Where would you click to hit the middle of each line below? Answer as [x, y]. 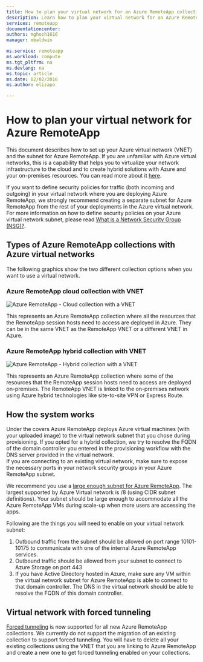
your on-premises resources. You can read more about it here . [84, 176]
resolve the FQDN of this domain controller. [69, 593]
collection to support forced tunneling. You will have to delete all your [92, 640]
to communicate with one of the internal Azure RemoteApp [103, 548]
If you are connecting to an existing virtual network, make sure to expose [97, 461]
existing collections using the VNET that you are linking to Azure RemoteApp [101, 646]
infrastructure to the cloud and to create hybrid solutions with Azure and [96, 169]
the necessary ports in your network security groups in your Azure [89, 468]
